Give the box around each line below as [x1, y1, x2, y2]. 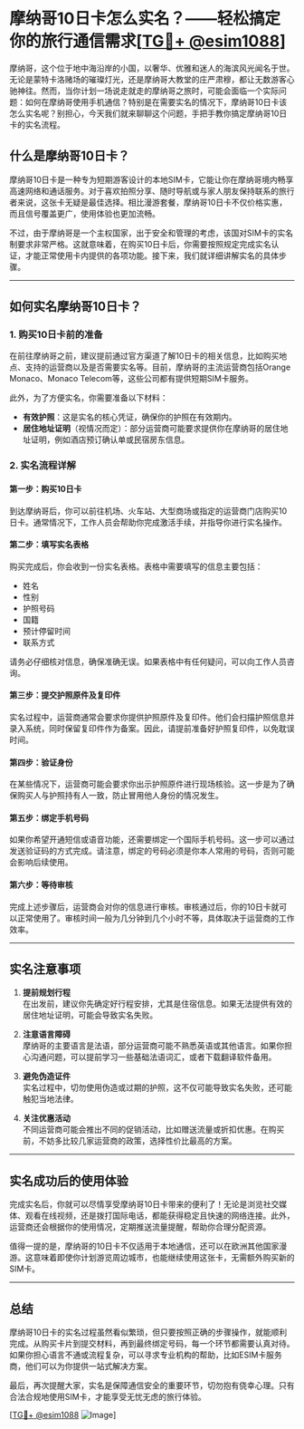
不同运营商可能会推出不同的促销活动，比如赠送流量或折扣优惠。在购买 [22, 1125, 285, 1135]
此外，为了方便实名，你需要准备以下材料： [9, 392, 168, 403]
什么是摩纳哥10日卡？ [9, 149, 130, 164]
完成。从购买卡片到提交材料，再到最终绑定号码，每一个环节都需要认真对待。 [9, 1338, 295, 1349]
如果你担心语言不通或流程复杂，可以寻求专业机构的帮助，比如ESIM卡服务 [9, 1349, 282, 1360]
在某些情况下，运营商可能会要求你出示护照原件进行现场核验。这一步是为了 [9, 778, 287, 789]
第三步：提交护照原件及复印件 [9, 690, 120, 700]
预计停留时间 [22, 625, 71, 636]
